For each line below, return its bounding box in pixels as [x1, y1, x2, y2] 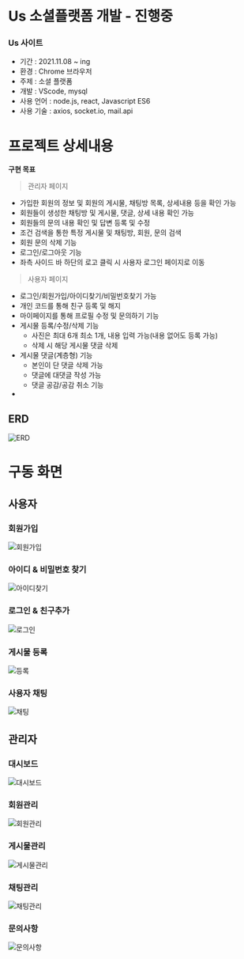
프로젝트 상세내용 [8, 137, 114, 155]
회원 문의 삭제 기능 [19, 238, 77, 248]
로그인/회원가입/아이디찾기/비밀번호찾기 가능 [19, 291, 157, 301]
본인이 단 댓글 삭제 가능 [31, 361, 104, 370]
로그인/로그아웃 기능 [19, 248, 82, 257]
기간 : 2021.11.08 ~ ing [19, 57, 91, 66]
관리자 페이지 [27, 181, 69, 191]
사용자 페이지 [27, 275, 69, 284]
